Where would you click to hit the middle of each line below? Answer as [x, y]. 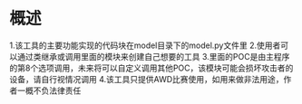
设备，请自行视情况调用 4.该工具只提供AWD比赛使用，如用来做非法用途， [146, 79]
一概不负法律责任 [49, 90]
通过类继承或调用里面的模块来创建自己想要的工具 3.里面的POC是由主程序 [153, 56]
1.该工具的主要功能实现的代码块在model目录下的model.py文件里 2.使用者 [145, 45]
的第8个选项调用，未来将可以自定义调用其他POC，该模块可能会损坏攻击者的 [151, 68]
